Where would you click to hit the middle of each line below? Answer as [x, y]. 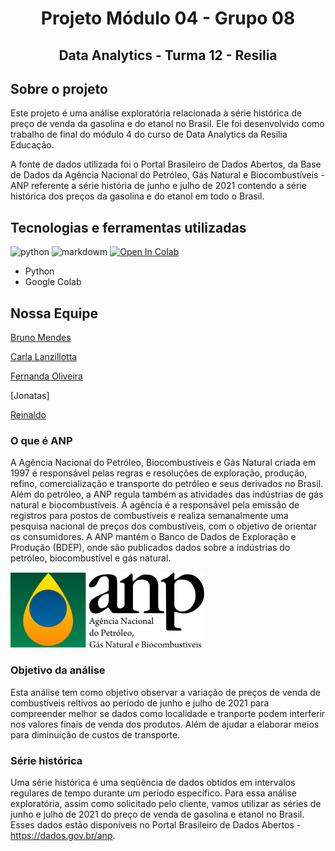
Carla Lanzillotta [44, 357]
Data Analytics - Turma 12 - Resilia [168, 55]
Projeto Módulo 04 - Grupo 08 [168, 18]
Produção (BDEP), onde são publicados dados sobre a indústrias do [150, 548]
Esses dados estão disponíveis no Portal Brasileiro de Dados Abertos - [156, 824]
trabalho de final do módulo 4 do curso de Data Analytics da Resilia [149, 134]
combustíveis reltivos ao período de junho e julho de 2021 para [140, 703]
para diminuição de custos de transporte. [95, 734]
